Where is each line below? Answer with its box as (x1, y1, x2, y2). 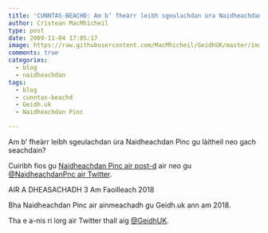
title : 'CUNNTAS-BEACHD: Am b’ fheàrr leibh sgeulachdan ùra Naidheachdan (8, 11, 262, 20)
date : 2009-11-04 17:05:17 (8, 34, 98, 42)
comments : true (8, 49, 59, 57)
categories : (8, 57, 48, 65)
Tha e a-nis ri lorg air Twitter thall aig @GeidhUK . (8, 216, 169, 225)
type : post (8, 26, 45, 34)
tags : (8, 78, 26, 86)
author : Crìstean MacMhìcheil (8, 19, 109, 27)
